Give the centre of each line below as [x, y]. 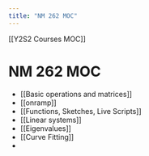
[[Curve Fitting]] [47, 137]
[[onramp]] [38, 103]
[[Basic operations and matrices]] [76, 94]
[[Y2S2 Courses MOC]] [47, 39]
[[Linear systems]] [51, 120]
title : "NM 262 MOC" [43, 16]
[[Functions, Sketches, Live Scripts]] [81, 111]
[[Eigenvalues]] [45, 128]
